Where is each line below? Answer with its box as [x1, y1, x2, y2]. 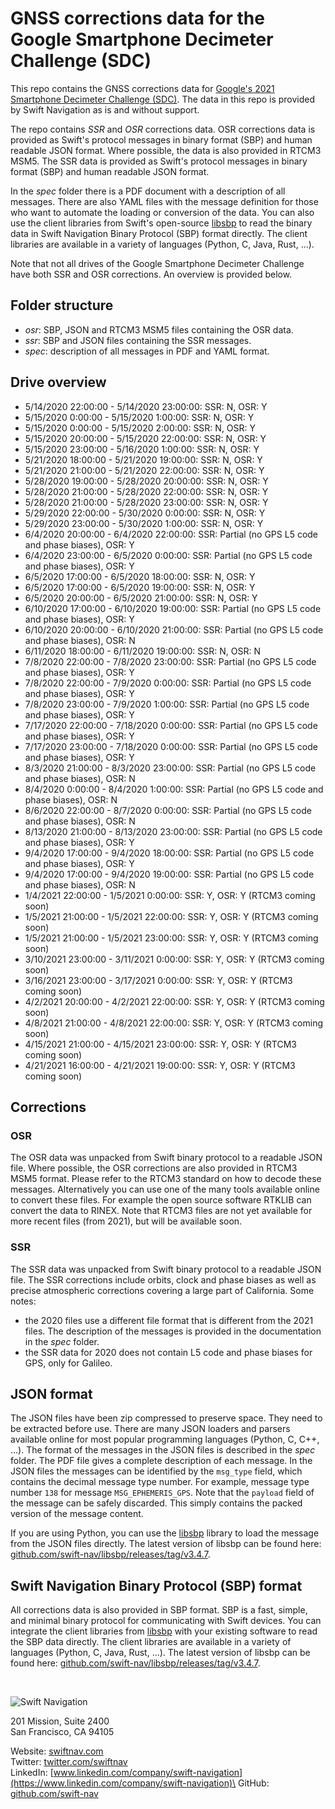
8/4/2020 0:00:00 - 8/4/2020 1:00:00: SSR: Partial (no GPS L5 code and [24, 783, 324, 795]
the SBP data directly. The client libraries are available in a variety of [10, 1636, 292, 1648]
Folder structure [10, 297, 114, 314]
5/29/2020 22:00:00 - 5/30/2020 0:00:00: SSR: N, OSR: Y [24, 507, 266, 519]
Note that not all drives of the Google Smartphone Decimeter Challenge [10, 257, 305, 269]
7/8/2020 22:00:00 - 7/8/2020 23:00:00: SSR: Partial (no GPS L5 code [24, 655, 317, 667]
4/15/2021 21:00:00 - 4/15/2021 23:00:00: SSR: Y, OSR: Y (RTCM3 [24, 1038, 297, 1050]
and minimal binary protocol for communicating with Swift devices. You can [10, 1615, 322, 1627]
